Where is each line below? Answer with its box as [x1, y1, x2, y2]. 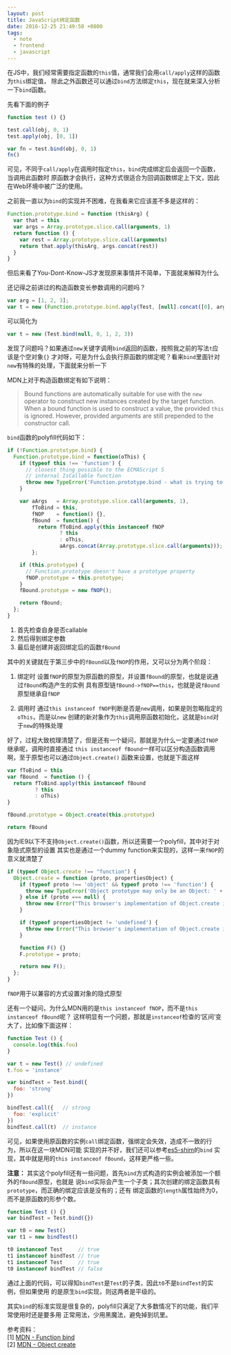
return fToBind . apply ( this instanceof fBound [13, 780, 146, 786]
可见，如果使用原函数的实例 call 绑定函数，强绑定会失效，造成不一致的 [7, 1137, 206, 1145]
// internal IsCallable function [25, 473, 122, 480]
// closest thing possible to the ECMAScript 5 [25, 466, 165, 473]
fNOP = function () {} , [32, 511, 107, 518]
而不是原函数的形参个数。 [7, 1194, 80, 1203]
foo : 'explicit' [13, 1110, 60, 1117]
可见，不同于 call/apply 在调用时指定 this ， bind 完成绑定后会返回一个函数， [7, 165, 219, 173]
